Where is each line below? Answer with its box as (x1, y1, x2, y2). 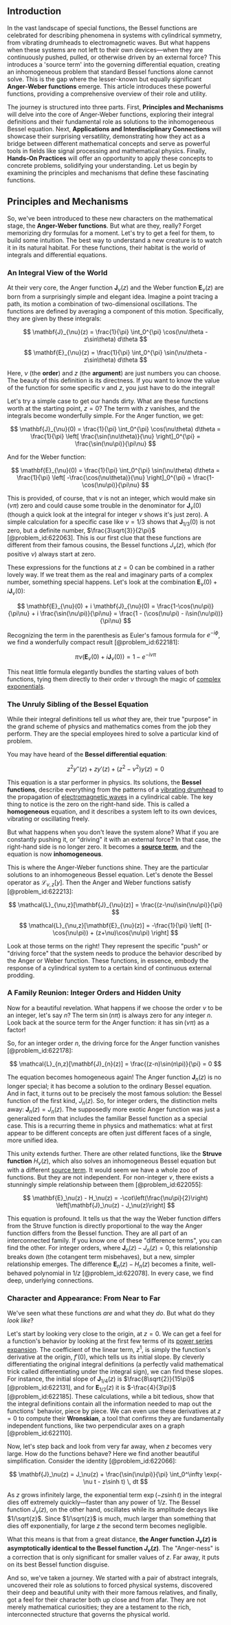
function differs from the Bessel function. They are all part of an (7, 1229, 188, 1237)
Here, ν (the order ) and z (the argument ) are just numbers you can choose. (7, 369, 221, 377)
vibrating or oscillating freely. (7, 814, 90, 822)
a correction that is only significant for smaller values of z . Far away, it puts (7, 1553, 220, 1561)
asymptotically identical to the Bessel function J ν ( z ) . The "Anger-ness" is (7, 1544, 220, 1553)
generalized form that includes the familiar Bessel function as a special (7, 1114, 208, 1123)
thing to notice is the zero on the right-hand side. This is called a (7, 800, 190, 808)
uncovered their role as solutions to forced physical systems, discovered (7, 1581, 213, 1589)
